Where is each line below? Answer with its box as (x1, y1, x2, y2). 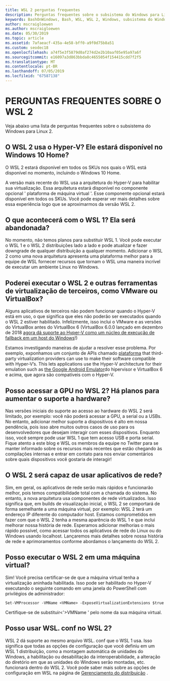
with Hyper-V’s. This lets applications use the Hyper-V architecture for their (5, 361, 162, 367)
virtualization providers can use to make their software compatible (17, 355, 156, 362)
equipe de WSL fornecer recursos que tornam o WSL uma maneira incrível (5, 259, 161, 265)
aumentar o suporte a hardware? (5, 394, 111, 403)
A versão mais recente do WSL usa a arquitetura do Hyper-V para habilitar (5, 180, 160, 186)
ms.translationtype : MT (5, 59, 56, 64)
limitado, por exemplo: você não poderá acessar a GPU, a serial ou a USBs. (5, 413, 162, 419)
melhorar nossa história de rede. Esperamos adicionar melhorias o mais (5, 522, 155, 528)
